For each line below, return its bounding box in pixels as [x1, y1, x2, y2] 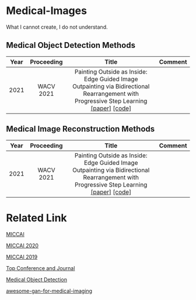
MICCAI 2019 [6, 253, 38, 260]
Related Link [6, 211, 67, 225]
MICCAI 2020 [6, 242, 39, 249]
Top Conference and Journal [6, 264, 75, 271]
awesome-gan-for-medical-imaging [6, 287, 92, 294]
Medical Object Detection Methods [6, 40, 136, 50]
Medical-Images [6, 4, 87, 18]
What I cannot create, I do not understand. [6, 23, 108, 30]
